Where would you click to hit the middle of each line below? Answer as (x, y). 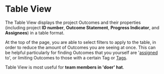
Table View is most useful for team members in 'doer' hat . (65, 67)
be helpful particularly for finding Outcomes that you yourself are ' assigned (82, 53)
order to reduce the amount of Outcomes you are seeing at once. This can (81, 47)
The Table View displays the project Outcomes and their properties (73, 22)
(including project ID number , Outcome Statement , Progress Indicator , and (82, 27)
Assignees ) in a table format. (35, 33)
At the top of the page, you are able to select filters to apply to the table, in (81, 42)
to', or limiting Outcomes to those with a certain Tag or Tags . (66, 57)
